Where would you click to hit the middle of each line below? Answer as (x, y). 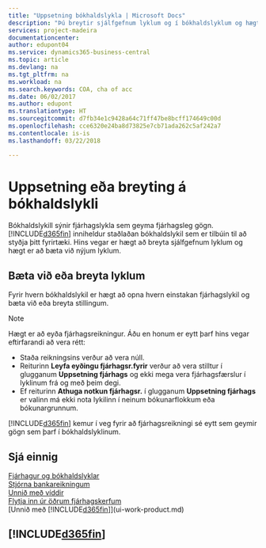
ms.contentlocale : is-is (49, 133)
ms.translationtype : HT (47, 112)
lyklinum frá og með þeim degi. (70, 383)
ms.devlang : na (33, 67)
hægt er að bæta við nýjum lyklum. (65, 251)
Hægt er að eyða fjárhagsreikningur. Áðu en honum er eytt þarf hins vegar (129, 334)
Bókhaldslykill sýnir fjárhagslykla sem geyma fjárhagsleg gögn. (111, 226)
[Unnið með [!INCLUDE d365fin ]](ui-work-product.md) (96, 510)
